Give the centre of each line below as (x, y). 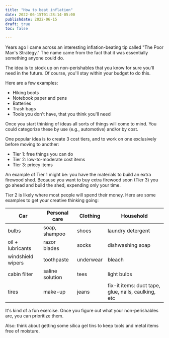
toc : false (17, 29)
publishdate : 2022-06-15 (31, 19)
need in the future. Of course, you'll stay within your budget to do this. (78, 73)
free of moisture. (23, 331)
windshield (21, 256)
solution (53, 278)
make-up (55, 292)
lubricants (20, 248)
